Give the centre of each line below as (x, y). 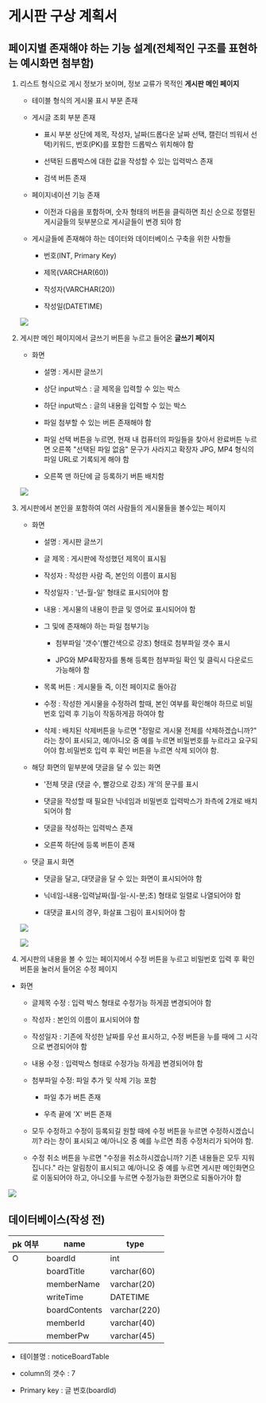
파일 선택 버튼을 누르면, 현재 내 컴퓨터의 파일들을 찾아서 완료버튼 (143, 439)
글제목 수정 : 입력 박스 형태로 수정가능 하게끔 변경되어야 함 (121, 1003)
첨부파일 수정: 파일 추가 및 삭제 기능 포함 (94, 1080)
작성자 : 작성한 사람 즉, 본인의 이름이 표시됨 (110, 576)
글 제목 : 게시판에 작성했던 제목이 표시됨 (105, 558)
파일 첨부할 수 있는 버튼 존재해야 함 (98, 422)
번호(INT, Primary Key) (80, 256)
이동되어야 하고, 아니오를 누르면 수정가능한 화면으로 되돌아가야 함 (141, 1178)
